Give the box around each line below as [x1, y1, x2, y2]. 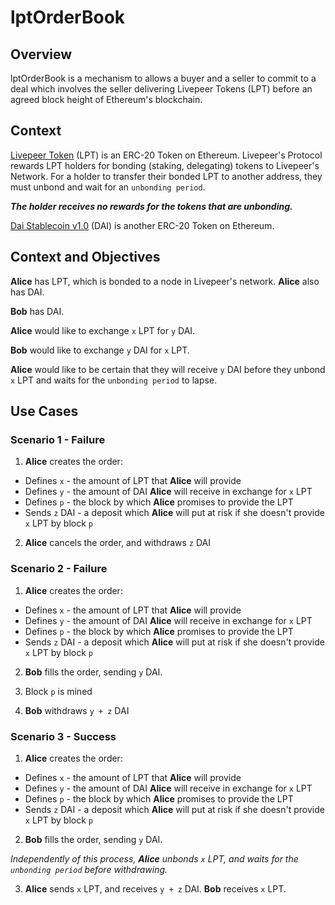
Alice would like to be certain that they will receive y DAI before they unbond [10, 363, 326, 375]
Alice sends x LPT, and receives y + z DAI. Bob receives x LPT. [24, 882, 287, 895]
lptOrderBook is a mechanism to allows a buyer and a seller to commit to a [10, 72, 317, 84]
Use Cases [10, 403, 79, 420]
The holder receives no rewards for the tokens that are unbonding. [10, 200, 293, 212]
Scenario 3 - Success [10, 729, 117, 743]
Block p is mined [24, 685, 93, 697]
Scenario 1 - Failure [10, 432, 106, 446]
